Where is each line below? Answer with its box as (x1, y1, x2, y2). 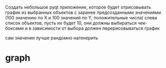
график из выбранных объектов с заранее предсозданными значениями (5, 9, 161, 15)
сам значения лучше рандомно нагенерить (5, 35, 98, 41)
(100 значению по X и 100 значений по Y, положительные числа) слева (5, 15, 157, 20)
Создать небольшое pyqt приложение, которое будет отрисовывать (5, 4, 151, 10)
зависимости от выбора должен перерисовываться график (32, 25, 160, 31)
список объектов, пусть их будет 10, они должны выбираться (5, 20, 137, 26)
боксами (5, 25, 24, 31)
